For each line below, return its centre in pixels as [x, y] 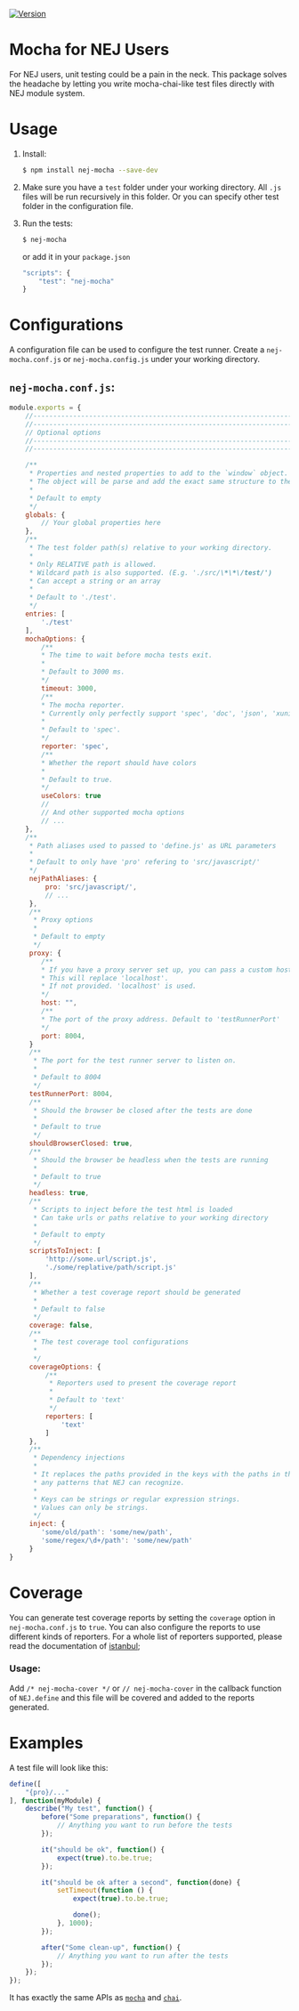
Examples [46, 1743]
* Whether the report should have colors [119, 763]
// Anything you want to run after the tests [142, 1956]
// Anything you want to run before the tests [145, 1825]
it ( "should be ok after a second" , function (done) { [141, 1882]
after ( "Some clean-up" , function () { [111, 1947]
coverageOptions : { [65, 1367]
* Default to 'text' [87, 1400]
